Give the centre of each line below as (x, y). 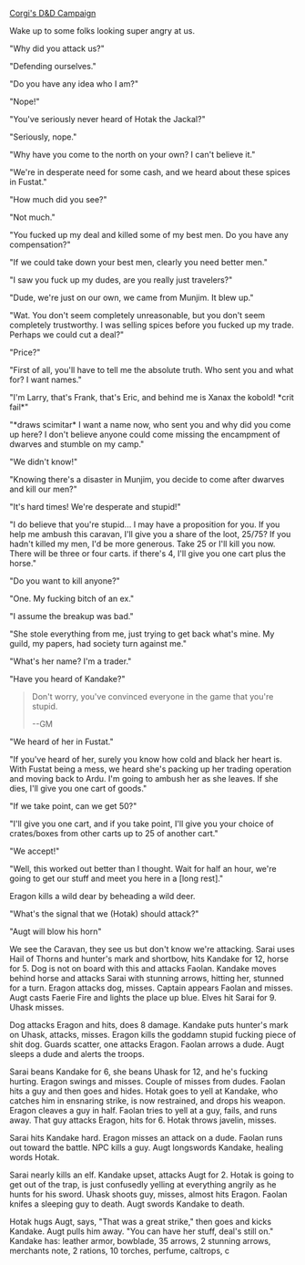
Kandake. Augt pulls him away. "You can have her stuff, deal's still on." (142, 1231)
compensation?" (40, 244)
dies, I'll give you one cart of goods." (78, 788)
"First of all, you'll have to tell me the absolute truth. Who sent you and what (152, 370)
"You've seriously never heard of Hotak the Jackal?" (108, 119)
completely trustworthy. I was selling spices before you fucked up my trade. (152, 325)
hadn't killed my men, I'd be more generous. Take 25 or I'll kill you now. (142, 544)
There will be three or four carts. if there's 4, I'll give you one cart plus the (148, 554)
